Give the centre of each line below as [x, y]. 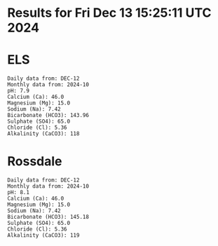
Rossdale [35, 162]
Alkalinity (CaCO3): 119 [43, 235]
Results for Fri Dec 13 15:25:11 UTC [109, 13]
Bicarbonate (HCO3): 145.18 [48, 217]
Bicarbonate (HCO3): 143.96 [48, 116]
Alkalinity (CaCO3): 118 [43, 134]
